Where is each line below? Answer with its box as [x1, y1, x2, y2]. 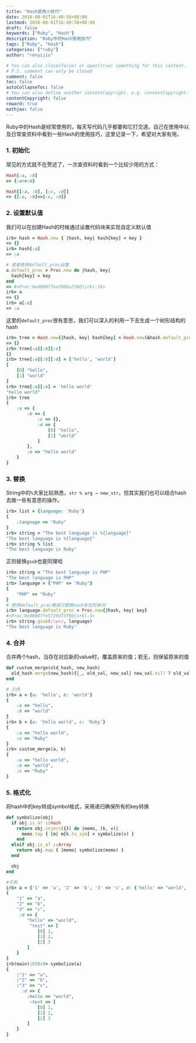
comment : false [6, 74, 43, 80]
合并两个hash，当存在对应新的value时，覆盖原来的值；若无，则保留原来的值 [6, 654, 190, 661]
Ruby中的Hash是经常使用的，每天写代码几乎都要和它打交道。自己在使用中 [6, 123, 184, 130]
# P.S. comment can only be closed [6, 68, 93, 74]
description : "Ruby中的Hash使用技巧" [6, 36, 93, 42]
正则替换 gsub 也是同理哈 [6, 558, 63, 565]
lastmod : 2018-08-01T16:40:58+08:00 [6, 19, 95, 25]
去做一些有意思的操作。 [6, 497, 62, 504]
